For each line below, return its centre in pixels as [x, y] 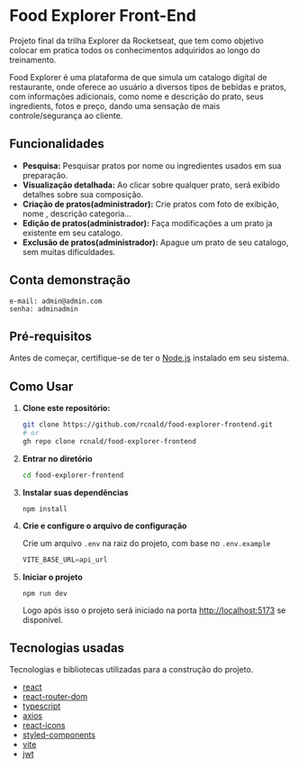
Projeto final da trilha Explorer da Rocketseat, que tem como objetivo [136, 41]
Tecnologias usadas [67, 648]
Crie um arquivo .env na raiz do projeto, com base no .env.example [146, 543]
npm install [45, 509]
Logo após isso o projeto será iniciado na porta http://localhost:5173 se [154, 610]
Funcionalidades [57, 144]
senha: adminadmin [44, 309]
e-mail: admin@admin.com [56, 301]
